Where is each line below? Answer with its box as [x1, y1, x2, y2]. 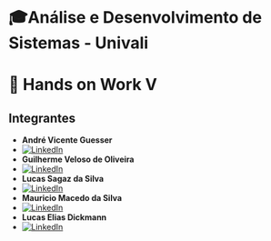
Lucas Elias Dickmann [21, 212, 107, 223]
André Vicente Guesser [21, 135, 113, 146]
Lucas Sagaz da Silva [21, 174, 105, 185]
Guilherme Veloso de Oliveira [21, 154, 135, 165]
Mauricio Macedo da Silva [21, 193, 123, 204]
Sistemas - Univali [8, 33, 149, 54]
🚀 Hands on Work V [8, 75, 158, 95]
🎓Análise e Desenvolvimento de [8, 7, 263, 28]
